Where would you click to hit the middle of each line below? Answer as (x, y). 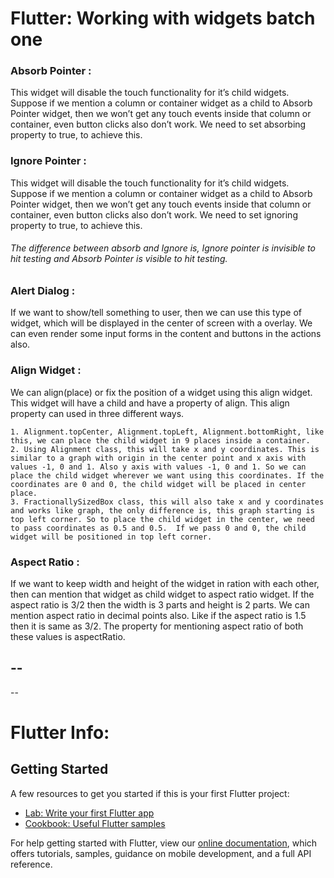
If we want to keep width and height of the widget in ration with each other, (165, 583)
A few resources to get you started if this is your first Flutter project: (150, 793)
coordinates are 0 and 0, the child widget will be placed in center (158, 484)
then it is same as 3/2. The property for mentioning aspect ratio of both (157, 626)
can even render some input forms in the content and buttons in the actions (166, 334)
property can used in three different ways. (97, 413)
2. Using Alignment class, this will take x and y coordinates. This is (165, 449)
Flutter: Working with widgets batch (163, 18)
